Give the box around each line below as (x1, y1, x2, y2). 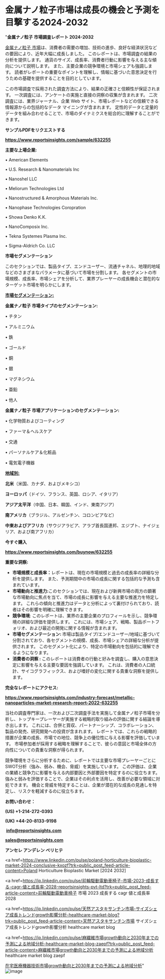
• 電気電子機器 (5, 459, 35, 465)
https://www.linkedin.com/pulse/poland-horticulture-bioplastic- (22, 857, 152, 863)
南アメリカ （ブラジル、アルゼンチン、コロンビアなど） (5, 512, 117, 518)
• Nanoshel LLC (5, 176, 37, 182)
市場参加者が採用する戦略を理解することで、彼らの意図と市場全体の (14, 741, 153, 747)
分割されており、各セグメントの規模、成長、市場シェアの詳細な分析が (12, 637, 155, 643)
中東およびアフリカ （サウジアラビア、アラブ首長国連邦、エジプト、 (5, 522, 143, 528)
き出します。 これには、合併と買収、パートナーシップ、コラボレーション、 (5, 722, 157, 728)
